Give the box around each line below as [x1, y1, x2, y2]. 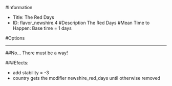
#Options [5, 35, 25, 41]
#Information [5, 5, 33, 10]
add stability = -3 [12, 70, 50, 76]
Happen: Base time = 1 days [12, 25, 72, 31]
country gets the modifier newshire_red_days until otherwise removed [12, 75, 160, 81]
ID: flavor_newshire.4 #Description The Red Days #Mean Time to [12, 20, 150, 26]
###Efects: [5, 60, 29, 66]
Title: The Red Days [12, 14, 55, 20]
